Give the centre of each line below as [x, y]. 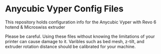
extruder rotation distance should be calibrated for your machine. [71, 46]
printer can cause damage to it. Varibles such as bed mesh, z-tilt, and [75, 41]
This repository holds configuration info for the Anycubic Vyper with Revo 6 [81, 22]
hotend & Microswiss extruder [35, 27]
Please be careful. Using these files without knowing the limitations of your [80, 36]
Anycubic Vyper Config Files [64, 9]
